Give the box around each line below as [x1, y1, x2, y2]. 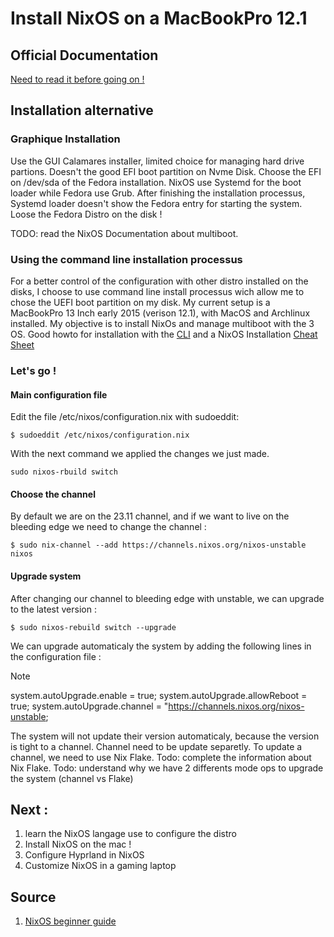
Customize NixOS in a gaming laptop [24, 860, 177, 872]
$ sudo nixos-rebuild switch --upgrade [10, 622, 177, 632]
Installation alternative [10, 102, 154, 119]
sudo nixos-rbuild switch [10, 467, 118, 477]
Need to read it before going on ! [10, 73, 145, 85]
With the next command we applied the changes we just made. [10, 448, 270, 460]
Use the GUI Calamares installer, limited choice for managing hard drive [10, 155, 305, 167]
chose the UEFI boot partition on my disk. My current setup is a [10, 296, 271, 308]
